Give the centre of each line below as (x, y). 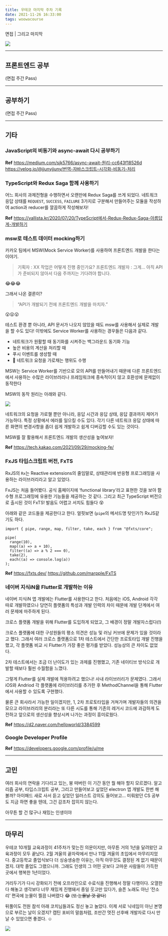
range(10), (21, 542)
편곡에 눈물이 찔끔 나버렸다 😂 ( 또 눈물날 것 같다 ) (59, 895)
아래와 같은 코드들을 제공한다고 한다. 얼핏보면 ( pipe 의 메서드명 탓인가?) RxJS (80, 513)
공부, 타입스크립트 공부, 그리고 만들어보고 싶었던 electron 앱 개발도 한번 (84, 789)
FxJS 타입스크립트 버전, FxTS (39, 461)
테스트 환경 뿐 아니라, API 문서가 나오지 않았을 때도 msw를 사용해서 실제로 (77, 325)
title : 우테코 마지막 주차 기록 (33, 10)
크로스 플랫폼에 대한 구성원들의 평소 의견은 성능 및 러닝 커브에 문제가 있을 (76, 632)
